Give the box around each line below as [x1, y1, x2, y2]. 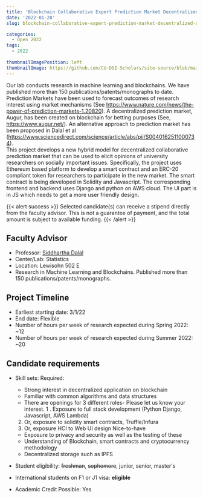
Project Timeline [6, 292, 69, 303]
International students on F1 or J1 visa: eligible [14, 474, 131, 481]
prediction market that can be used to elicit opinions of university [6, 152, 169, 159]
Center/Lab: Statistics [14, 256, 69, 263]
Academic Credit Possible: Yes [14, 485, 92, 493]
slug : [6, 20, 20, 26]
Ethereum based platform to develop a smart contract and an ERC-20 [6, 165, 179, 173]
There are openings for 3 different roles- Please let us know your [24, 399, 186, 406]
